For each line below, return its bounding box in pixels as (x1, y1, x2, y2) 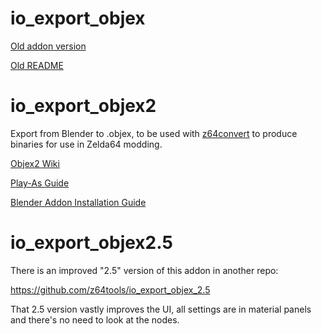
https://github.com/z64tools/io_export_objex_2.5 (10, 283, 211, 296)
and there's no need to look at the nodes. (10, 313, 180, 326)
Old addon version (10, 40, 87, 52)
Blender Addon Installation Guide (10, 196, 147, 208)
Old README (10, 59, 64, 71)
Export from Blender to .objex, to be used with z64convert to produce (10, 127, 298, 139)
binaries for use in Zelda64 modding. (10, 138, 163, 150)
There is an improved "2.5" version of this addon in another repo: (10, 264, 279, 276)
